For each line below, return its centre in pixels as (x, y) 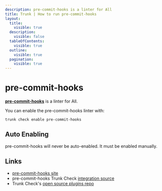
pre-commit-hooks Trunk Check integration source (63, 178)
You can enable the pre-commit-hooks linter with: (55, 111)
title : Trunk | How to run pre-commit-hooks (51, 14)
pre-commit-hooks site (35, 173)
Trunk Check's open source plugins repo (53, 183)
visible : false (29, 37)
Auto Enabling (27, 134)
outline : (18, 50)
